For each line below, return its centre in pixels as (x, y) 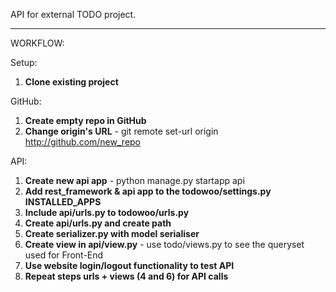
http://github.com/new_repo (83, 142)
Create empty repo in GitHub (85, 120)
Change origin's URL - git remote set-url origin (121, 131)
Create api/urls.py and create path (98, 223)
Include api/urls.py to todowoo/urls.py (107, 212)
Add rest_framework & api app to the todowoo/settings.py (148, 191)
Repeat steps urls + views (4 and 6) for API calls (126, 276)
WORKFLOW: (37, 43)
